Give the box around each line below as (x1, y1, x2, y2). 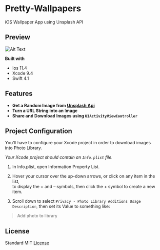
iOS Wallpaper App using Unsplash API (5, 19, 83, 25)
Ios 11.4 (12, 65, 27, 71)
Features (5, 90, 33, 98)
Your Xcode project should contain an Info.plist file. (5, 154, 113, 160)
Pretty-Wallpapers (5, 3, 81, 14)
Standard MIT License (5, 240, 50, 246)
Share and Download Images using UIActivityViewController (12, 113, 138, 118)
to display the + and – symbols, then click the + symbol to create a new (12, 184, 155, 190)
